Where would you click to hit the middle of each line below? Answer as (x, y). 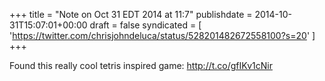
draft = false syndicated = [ (145, 25)
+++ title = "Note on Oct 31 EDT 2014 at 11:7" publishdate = (131, 14)
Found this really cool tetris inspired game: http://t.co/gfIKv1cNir (141, 65)
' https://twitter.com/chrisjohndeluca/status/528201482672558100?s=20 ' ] (162, 35)
